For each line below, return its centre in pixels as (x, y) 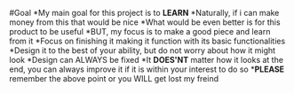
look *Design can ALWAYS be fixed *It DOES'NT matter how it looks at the (147, 60)
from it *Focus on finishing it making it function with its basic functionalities (147, 41)
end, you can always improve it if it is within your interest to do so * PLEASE (147, 69)
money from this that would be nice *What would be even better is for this (145, 22)
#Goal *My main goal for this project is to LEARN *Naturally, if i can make (144, 13)
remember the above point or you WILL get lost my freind (114, 78)
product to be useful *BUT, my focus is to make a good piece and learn (140, 31)
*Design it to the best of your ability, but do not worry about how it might (143, 50)
